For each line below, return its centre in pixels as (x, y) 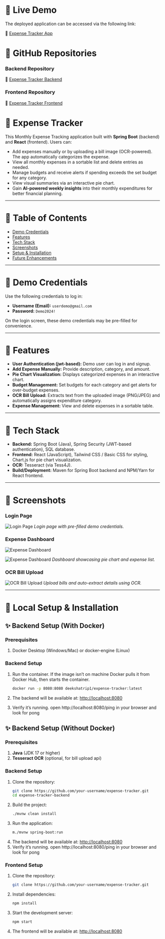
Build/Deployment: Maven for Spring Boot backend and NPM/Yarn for (83, 470)
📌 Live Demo (31, 10)
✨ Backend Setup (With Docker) (55, 626)
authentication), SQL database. (43, 449)
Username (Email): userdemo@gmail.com (52, 306)
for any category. (30, 178)
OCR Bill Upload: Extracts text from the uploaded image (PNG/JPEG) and (86, 395)
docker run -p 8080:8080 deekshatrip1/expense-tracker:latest (77, 688)
